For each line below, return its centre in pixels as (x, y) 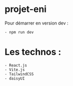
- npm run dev (19, 32)
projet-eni (26, 9)
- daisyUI (15, 78)
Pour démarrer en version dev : (36, 23)
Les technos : (33, 52)
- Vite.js (15, 69)
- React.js (16, 65)
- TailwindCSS (19, 74)
